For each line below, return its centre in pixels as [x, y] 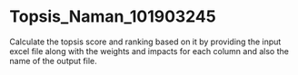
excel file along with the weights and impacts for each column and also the [149, 51]
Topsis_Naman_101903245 [113, 17]
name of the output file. [53, 61]
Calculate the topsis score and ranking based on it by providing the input [145, 42]
